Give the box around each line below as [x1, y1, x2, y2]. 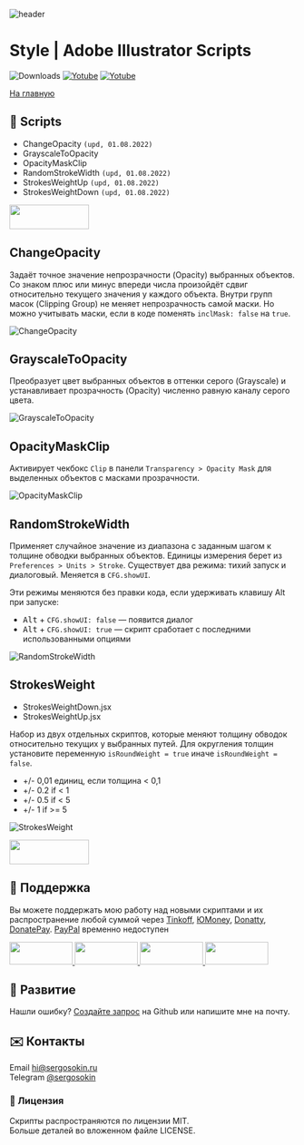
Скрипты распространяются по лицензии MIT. [9, 1115, 190, 1126]
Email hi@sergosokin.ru [9, 1062, 98, 1073]
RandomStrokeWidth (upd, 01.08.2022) [22, 167, 172, 178]
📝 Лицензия [9, 1094, 64, 1107]
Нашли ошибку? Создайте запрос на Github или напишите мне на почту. [9, 1006, 290, 1017]
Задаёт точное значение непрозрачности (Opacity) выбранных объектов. [9, 269, 295, 280]
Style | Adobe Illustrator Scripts [9, 41, 252, 61]
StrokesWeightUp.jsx [22, 710, 102, 721]
